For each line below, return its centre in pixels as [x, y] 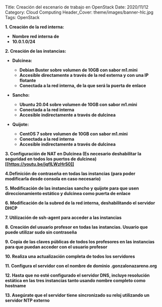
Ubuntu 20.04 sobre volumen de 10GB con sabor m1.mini [78, 104]
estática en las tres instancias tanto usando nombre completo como [75, 280]
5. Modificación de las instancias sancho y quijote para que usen [72, 188]
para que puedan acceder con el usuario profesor [56, 247]
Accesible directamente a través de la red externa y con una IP [84, 75]
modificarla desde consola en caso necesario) [53, 179]
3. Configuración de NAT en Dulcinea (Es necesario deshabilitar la [73, 154]
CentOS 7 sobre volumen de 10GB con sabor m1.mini [73, 134]
